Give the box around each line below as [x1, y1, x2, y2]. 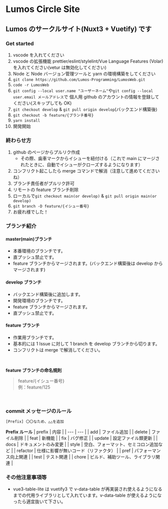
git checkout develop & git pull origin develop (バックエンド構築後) [12, 106, 157, 112]
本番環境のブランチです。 [12, 248, 65, 254]
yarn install [12, 118, 40, 123]
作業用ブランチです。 [12, 334, 57, 340]
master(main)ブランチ [5, 236, 52, 242]
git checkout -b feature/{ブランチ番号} [12, 112, 94, 118]
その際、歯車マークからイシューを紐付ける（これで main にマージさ [20, 155, 160, 161]
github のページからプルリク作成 [12, 149, 80, 155]
